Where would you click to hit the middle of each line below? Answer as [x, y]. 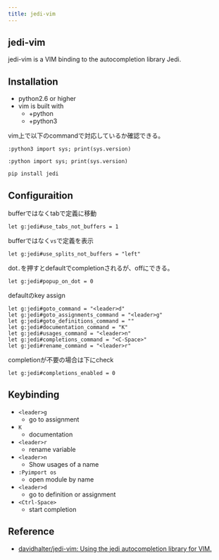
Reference [31, 531]
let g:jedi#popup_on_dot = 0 [51, 282]
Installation [33, 82]
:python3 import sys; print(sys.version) [70, 149]
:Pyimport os [37, 472]
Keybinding [34, 395]
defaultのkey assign [37, 296]
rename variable [52, 449]
